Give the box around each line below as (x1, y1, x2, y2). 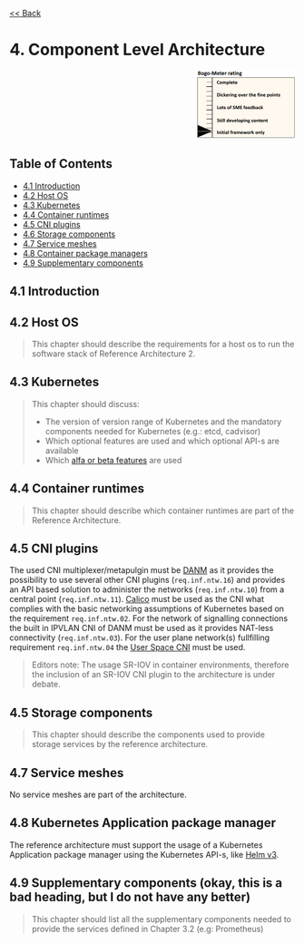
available (44, 444, 79, 456)
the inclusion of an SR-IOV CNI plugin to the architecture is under (31, 669, 276, 680)
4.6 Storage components (22, 228, 116, 239)
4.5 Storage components (9, 705, 153, 720)
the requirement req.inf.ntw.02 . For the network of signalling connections (9, 613, 289, 624)
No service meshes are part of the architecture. (9, 789, 188, 801)
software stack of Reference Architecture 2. (31, 348, 196, 359)
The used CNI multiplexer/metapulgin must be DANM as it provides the (9, 565, 274, 576)
